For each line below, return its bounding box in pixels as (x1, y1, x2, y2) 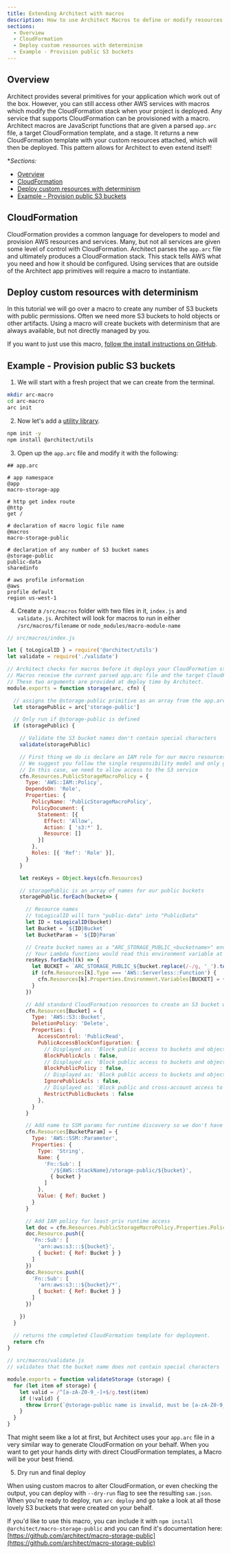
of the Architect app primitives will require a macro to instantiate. (7, 266, 190, 275)
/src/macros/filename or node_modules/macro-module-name (16, 621, 181, 629)
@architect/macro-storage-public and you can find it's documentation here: (7, 1524, 223, 1532)
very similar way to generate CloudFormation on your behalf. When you (7, 1441, 210, 1448)
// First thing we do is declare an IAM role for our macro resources (19, 754, 226, 760)
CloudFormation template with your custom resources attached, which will (7, 135, 218, 144)
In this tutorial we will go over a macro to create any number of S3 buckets (7, 305, 218, 313)
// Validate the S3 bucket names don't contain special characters (19, 735, 217, 742)
